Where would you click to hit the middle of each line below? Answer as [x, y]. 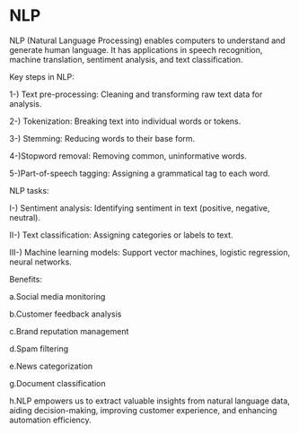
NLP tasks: [29, 190]
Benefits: [26, 279]
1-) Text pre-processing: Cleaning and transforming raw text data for [136, 94]
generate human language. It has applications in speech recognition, [136, 49]
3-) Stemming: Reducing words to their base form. [102, 138]
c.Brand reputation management [69, 331]
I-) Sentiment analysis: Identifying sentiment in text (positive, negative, [140, 208]
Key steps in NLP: [42, 76]
